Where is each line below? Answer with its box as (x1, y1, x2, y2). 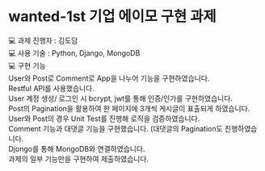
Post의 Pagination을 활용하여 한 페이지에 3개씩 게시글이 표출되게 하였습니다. (8, 103, 250, 113)
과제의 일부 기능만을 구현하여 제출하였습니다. (8, 154, 149, 164)
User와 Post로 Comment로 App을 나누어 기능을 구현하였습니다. (8, 73, 210, 83)
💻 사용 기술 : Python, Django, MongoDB (8, 48, 141, 57)
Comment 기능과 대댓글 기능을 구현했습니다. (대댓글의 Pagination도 (8, 123, 224, 133)
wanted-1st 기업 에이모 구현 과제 (8, 7, 217, 26)
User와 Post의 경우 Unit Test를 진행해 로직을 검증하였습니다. (8, 114, 200, 123)
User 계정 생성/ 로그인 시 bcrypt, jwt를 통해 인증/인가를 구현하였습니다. (8, 94, 233, 103)
